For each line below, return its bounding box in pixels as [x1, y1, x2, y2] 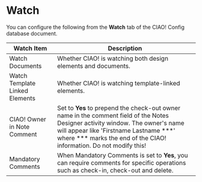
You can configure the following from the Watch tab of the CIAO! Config [6, 23, 185, 31]
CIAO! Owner [9, 115, 46, 123]
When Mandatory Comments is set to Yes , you [57, 151, 188, 159]
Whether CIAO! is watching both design [57, 54, 168, 62]
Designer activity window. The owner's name [57, 118, 185, 127]
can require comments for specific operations [57, 159, 186, 167]
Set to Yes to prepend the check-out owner [57, 103, 181, 112]
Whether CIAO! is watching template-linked [57, 79, 180, 87]
